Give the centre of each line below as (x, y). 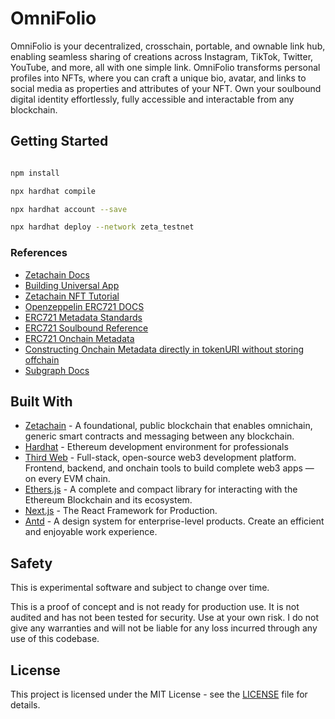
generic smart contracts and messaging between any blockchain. (159, 436)
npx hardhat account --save (69, 209)
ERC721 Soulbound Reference (86, 328)
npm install (35, 173)
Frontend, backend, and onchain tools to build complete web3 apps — (169, 468)
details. (25, 704)
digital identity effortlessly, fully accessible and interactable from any (152, 99)
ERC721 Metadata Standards (83, 317)
